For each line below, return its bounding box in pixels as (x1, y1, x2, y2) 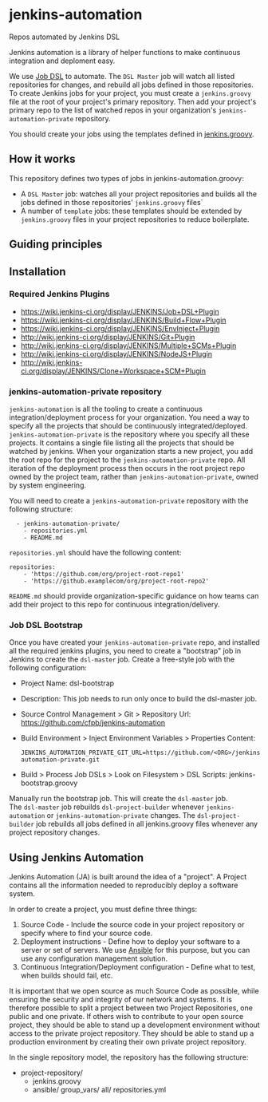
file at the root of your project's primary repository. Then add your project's (9, 97, 257, 106)
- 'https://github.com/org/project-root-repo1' (23, 571, 184, 579)
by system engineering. (9, 480, 87, 490)
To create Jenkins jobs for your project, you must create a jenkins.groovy (9, 88, 252, 97)
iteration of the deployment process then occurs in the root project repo (9, 464, 246, 473)
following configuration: (9, 663, 87, 673)
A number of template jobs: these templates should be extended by (20, 206, 242, 215)
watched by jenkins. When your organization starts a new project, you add (9, 447, 254, 456)
